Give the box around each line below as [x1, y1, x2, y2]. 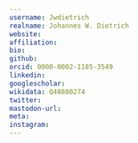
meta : [9, 112, 29, 121]
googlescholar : [9, 79, 66, 88]
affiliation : [9, 37, 58, 47]
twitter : [9, 95, 42, 105]
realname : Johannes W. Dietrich [9, 21, 129, 30]
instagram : [9, 121, 50, 130]
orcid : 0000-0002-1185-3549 [9, 63, 114, 72]
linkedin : [9, 71, 46, 80]
